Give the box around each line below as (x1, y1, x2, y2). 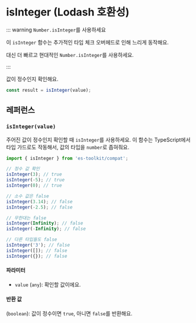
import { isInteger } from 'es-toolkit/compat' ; (6, 155, 128, 161)
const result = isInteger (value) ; (6, 87, 92, 93)
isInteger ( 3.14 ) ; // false (6, 199, 73, 204)
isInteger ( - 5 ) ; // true (6, 177, 65, 183)
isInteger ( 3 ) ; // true (6, 171, 62, 178)
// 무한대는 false (6, 215, 47, 221)
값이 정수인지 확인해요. (6, 75, 59, 82)
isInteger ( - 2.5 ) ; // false (6, 204, 73, 210)
